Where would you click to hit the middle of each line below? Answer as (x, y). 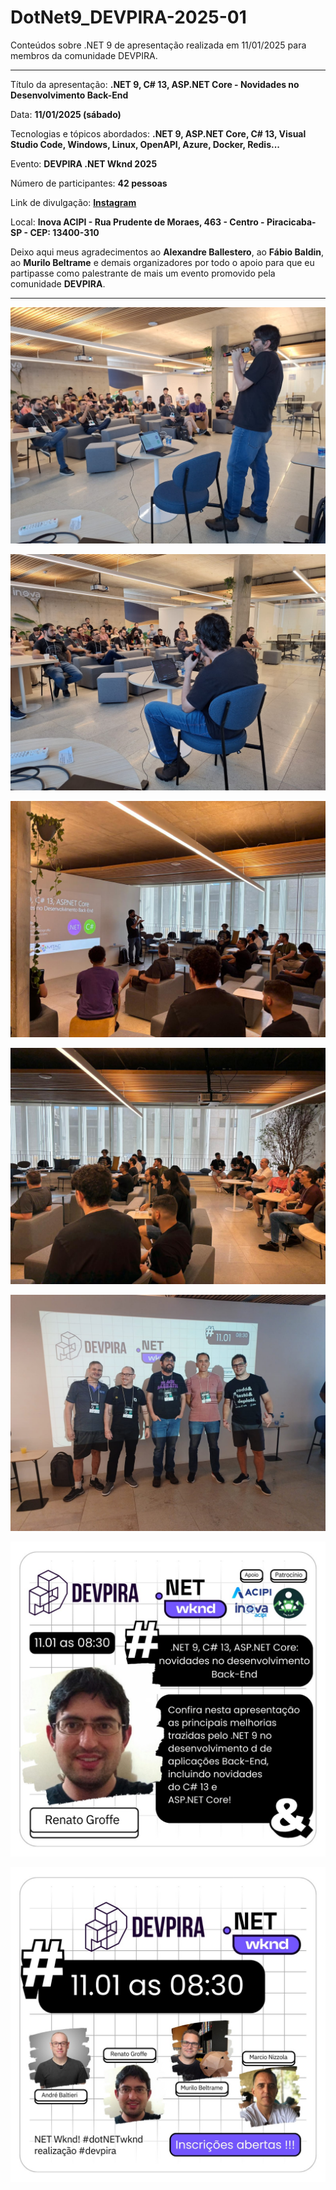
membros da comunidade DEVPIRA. (84, 55)
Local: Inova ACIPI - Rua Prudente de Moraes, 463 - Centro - (137, 222)
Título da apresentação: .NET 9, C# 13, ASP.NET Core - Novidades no (155, 84)
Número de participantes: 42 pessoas (89, 183)
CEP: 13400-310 (64, 232)
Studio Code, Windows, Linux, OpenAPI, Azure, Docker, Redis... (145, 144)
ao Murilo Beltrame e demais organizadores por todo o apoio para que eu (162, 262)
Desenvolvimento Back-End (69, 95)
